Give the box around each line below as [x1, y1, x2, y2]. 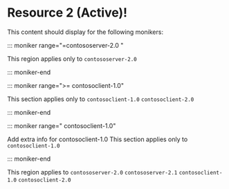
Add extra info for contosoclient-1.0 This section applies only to [7, 135, 188, 143]
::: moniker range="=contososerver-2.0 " [7, 41, 124, 49]
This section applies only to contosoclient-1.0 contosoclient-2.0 [7, 95, 194, 103]
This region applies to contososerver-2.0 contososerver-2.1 [7, 168, 178, 176]
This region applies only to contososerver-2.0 [7, 54, 137, 63]
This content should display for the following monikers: [7, 28, 164, 36]
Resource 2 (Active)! [7, 5, 128, 21]
